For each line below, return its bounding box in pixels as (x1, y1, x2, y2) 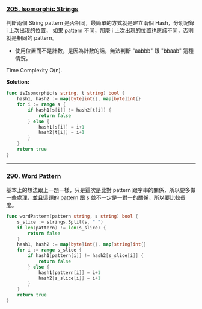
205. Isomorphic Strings (6, 5, 79, 13)
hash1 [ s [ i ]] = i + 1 (38, 124, 85, 130)
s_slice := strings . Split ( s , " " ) (17, 219, 103, 225)
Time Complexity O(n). (6, 67, 63, 74)
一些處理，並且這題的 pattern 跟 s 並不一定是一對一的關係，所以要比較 (6, 194, 180, 201)
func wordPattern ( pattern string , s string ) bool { (6, 214, 138, 220)
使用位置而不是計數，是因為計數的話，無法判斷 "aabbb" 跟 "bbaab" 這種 (14, 47, 194, 54)
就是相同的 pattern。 (6, 34, 58, 42)
